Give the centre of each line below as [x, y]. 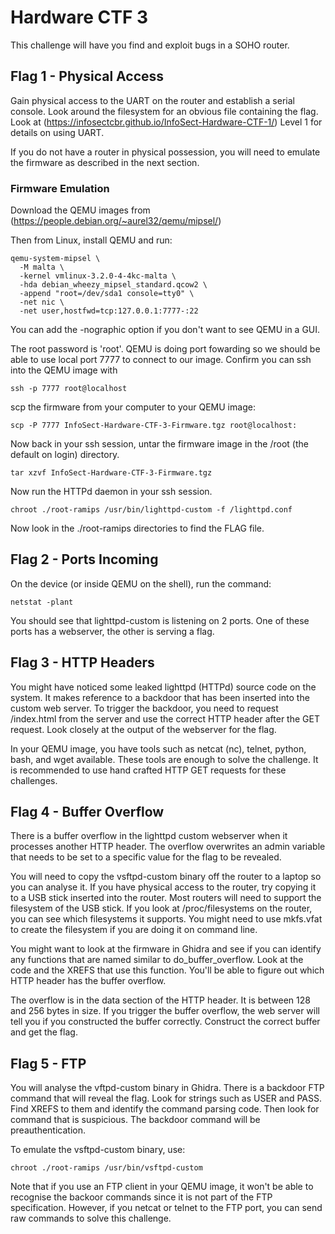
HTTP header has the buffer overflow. [88, 981]
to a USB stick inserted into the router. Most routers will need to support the [166, 898]
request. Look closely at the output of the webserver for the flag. [143, 729]
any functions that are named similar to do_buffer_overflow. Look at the [157, 960]
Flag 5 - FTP [48, 1063]
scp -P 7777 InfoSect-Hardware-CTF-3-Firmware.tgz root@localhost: [154, 426]
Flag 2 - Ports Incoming [84, 559]
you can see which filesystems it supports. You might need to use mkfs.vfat [166, 919]
